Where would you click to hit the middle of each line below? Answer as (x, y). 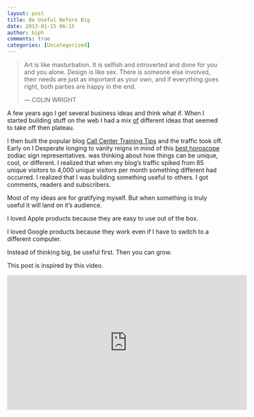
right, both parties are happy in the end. (80, 87)
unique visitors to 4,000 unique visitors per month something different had (112, 170)
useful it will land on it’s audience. (55, 205)
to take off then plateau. (41, 128)
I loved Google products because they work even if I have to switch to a (108, 231)
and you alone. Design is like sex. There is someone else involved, (117, 72)
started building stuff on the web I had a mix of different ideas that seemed (113, 120)
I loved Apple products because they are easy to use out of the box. (103, 218)
